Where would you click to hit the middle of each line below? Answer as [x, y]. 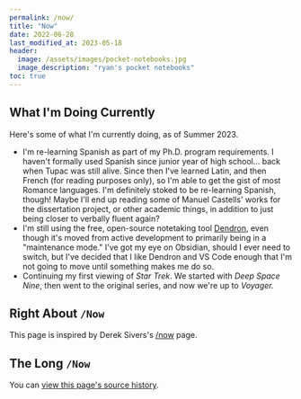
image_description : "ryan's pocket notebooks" [106, 68]
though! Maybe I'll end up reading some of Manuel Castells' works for [151, 199]
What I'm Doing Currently [82, 113]
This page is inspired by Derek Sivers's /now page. [103, 335]
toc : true [28, 76]
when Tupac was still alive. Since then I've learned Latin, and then [144, 171]
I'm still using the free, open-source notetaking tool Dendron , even [146, 228]
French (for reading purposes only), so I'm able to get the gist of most [151, 180]
